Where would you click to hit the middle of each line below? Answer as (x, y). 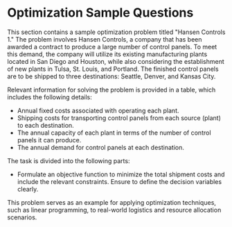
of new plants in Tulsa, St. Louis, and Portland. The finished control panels (113, 69)
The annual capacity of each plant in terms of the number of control (114, 133)
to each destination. (45, 125)
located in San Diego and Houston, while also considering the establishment (116, 61)
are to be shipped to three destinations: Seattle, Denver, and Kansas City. (111, 76)
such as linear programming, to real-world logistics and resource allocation (114, 210)
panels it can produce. (49, 140)
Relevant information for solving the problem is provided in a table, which (111, 90)
